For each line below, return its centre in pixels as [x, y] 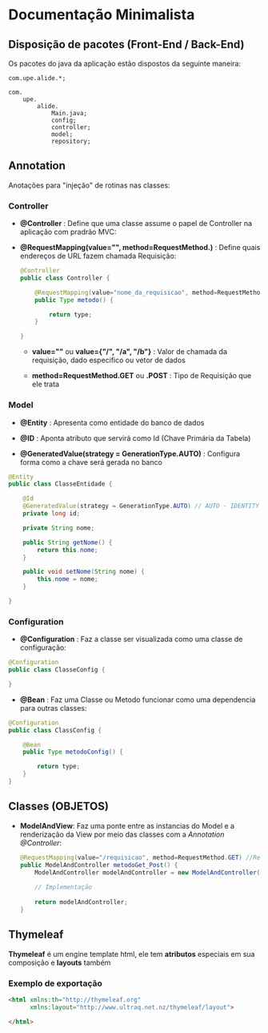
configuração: [43, 648]
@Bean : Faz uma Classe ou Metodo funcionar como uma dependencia [138, 700]
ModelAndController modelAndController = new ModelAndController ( [148, 872]
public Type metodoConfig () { [73, 752]
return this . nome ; [68, 550]
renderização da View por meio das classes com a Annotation [122, 834]
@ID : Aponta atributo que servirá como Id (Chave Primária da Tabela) [135, 438]
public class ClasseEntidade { [60, 484]
